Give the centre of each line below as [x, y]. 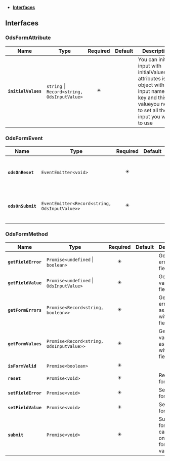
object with [151, 85]
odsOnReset [21, 172]
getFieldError [25, 262]
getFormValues [25, 344]
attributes [149, 78]
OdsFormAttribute [28, 38]
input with [150, 65]
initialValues [25, 91]
